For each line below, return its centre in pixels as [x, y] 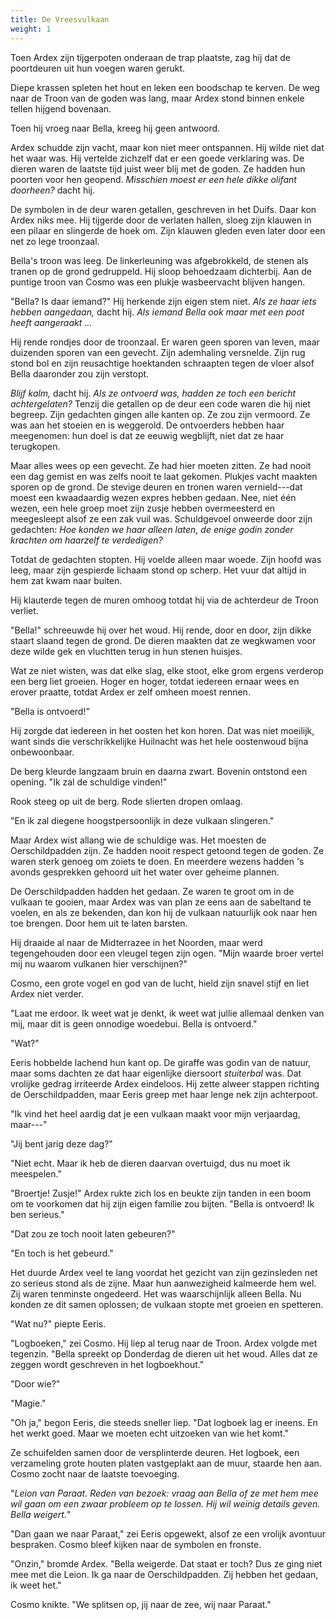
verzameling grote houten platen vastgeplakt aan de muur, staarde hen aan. [166, 1463]
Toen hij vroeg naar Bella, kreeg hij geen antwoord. [115, 128]
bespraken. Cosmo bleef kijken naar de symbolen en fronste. [136, 1544]
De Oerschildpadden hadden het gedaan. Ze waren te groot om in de [152, 891]
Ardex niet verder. [47, 993]
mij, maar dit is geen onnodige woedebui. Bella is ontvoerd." [134, 1023]
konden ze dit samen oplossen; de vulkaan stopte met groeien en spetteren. [167, 1304]
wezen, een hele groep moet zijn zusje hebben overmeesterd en [143, 508]
